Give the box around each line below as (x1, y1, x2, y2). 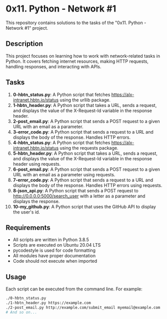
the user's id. (12, 209, 40, 215)
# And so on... (5, 309, 37, 314)
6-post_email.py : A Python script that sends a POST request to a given (12, 166, 160, 172)
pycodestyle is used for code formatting (12, 247, 96, 254)
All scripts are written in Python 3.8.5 (12, 237, 89, 243)
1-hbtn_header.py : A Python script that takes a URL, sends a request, (12, 102, 157, 108)
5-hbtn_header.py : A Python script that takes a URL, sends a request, (12, 150, 158, 156)
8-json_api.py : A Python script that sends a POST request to (12, 187, 139, 193)
